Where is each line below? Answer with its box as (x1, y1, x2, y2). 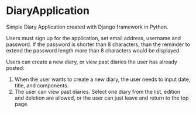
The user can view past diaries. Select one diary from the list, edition (14, 88, 180, 95)
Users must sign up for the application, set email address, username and (6, 34, 181, 41)
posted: (6, 64, 25, 71)
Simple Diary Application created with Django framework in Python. (6, 23, 169, 30)
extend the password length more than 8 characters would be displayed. (6, 47, 181, 54)
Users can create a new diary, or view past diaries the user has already (6, 58, 177, 65)
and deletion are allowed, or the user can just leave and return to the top (14, 94, 189, 101)
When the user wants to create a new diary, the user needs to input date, (14, 76, 191, 83)
